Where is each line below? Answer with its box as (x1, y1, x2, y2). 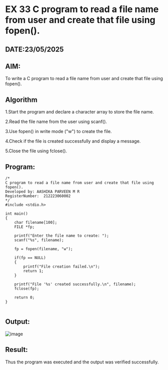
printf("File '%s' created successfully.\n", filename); (14, 282, 136, 287)
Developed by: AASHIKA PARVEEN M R (5, 189, 80, 195)
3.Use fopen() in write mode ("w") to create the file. (5, 129, 112, 135)
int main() (5, 211, 28, 216)
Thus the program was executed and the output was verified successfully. (5, 359, 159, 365)
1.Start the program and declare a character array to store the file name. (5, 109, 154, 115)
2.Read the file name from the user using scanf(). (5, 118, 107, 125)
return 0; (14, 295, 35, 300)
